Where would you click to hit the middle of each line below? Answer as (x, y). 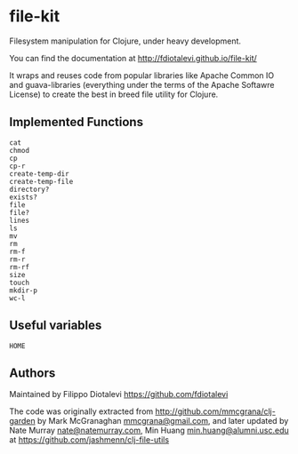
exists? (24, 197)
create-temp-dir (39, 174)
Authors (32, 373)
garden (22, 421)
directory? (29, 189)
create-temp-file (41, 181)
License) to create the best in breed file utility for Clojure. (114, 94)
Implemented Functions (77, 122)
